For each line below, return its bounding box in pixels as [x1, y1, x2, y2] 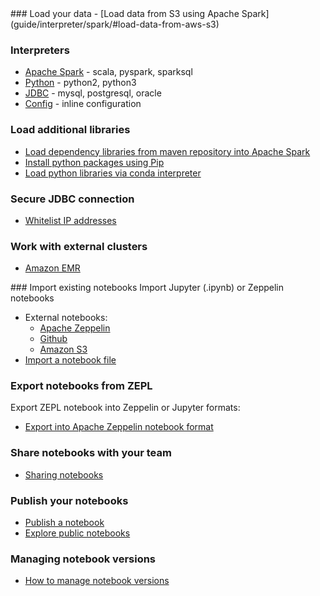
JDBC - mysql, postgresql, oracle [24, 87, 162, 99]
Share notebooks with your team [10, 446, 172, 460]
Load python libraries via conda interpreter [24, 167, 202, 179]
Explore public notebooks [24, 527, 131, 539]
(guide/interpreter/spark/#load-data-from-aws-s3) [10, 18, 220, 30]
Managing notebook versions [10, 552, 157, 566]
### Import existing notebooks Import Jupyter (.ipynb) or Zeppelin [10, 282, 285, 294]
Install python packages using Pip [24, 156, 165, 168]
